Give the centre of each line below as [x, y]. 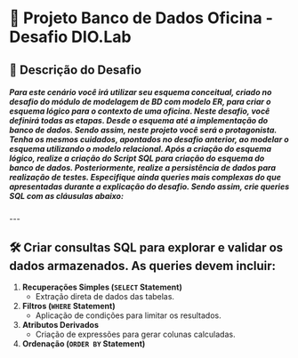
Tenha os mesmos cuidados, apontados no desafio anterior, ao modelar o [149, 139]
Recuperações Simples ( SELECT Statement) [102, 287]
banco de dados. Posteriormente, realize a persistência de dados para [142, 168]
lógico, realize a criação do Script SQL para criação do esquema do [137, 158]
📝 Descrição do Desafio [76, 70]
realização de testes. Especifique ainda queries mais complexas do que [145, 178]
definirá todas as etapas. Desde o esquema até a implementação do [139, 121]
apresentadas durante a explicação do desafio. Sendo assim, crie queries [149, 187]
